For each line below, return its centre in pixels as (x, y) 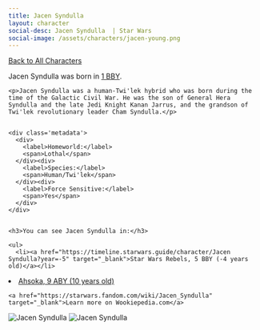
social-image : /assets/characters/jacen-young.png (94, 38)
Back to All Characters (45, 61)
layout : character (39, 23)
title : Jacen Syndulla (46, 16)
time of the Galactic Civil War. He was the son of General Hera (119, 98)
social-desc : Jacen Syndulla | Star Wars (80, 30)
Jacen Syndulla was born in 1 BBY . (65, 76)
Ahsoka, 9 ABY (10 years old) (66, 281)
